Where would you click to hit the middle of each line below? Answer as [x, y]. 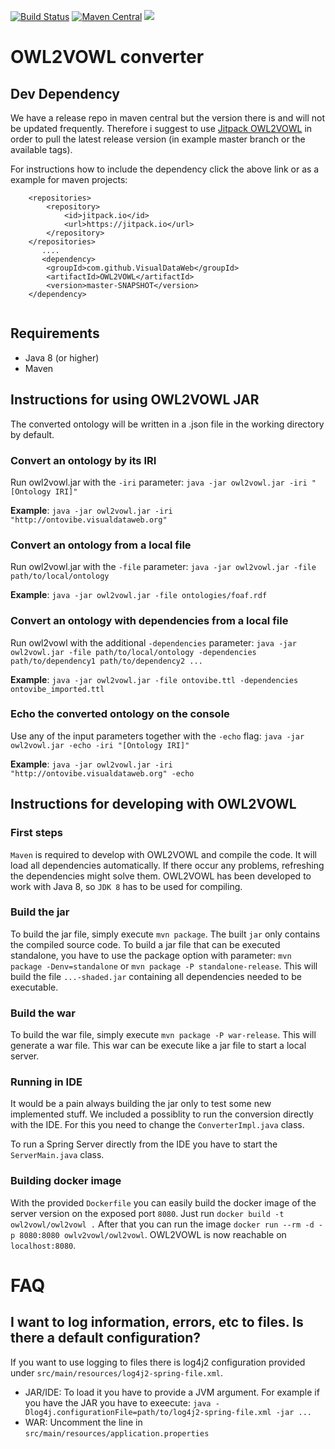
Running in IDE [46, 1082]
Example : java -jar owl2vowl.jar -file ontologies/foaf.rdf [139, 595]
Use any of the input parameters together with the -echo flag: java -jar [157, 736]
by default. [32, 434]
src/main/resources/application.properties [117, 1433]
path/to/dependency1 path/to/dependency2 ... [106, 661]
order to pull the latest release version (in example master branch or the [158, 139]
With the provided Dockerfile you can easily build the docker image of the [163, 1202]
